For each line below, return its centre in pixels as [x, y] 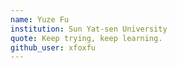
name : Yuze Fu [40, 19]
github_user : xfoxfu [53, 47]
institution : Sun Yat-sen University [89, 29]
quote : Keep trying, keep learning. [86, 38]
